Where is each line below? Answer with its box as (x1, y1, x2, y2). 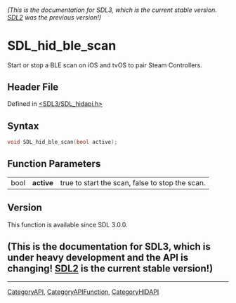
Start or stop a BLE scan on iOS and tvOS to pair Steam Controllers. (7, 60, 202, 69)
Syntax (7, 120, 39, 132)
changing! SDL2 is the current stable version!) (7, 263, 214, 275)
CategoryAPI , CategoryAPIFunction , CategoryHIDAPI (7, 288, 159, 296)
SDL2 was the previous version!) (7, 13, 102, 21)
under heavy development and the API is (7, 252, 188, 264)
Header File (7, 81, 59, 93)
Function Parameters (7, 158, 101, 170)
